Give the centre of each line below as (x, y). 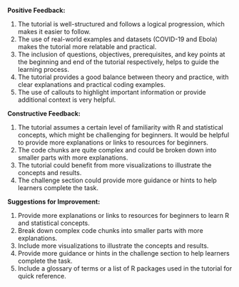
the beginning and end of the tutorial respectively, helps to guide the (118, 62)
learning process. (44, 69)
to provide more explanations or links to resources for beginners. (113, 142)
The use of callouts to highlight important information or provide (112, 92)
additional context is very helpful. (67, 100)
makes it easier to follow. (54, 32)
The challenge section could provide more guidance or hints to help (117, 180)
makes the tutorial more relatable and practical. (87, 47)
